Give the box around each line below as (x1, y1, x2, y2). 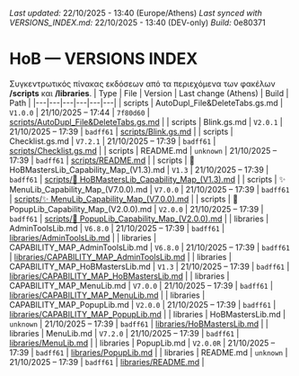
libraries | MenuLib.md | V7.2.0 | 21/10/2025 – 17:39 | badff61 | (9, 327, 240, 338)
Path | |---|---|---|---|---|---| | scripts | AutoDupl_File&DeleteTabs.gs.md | (9, 97, 284, 108)
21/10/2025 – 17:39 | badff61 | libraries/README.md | (9, 356, 205, 367)
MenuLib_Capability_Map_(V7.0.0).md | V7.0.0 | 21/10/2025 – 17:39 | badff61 (9, 184, 290, 194)
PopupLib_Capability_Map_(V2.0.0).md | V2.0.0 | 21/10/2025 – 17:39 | (9, 203, 264, 214)
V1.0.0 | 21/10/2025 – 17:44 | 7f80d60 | (9, 107, 150, 118)
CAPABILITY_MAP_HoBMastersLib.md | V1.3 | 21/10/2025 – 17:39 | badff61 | (9, 261, 290, 272)
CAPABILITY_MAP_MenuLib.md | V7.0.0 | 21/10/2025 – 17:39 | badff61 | (9, 280, 274, 291)
